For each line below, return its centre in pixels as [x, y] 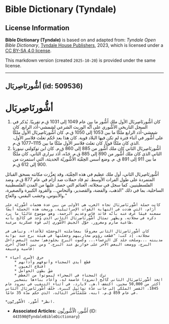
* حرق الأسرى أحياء [24, 258]
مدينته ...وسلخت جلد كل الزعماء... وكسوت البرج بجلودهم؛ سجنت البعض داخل [84, 240]
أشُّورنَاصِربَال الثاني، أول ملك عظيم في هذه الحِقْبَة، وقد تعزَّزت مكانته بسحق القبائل [82, 174]
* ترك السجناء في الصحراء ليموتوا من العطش [61, 275]
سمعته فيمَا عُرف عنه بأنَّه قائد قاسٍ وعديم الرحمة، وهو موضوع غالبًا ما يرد [83, 214]
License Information [37, 28]
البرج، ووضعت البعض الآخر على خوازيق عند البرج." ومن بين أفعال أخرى [78, 245]
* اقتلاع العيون [30, 267]
